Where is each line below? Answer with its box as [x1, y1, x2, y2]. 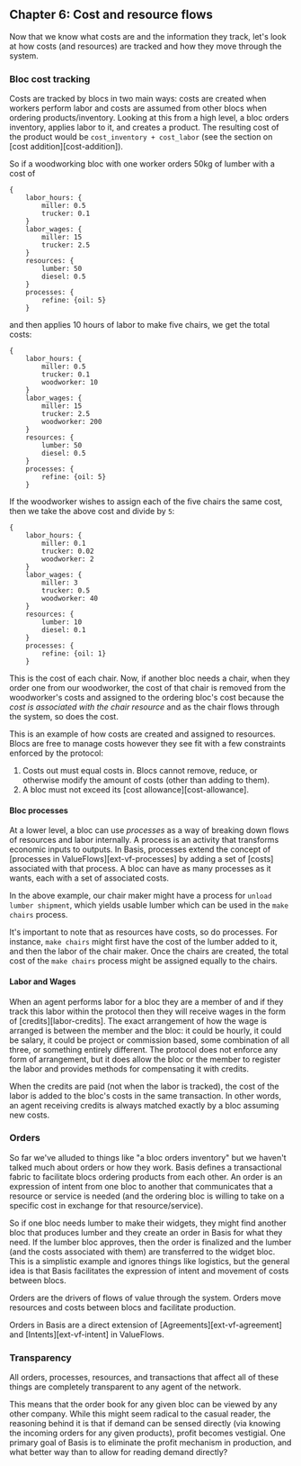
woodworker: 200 [41, 418, 102, 427]
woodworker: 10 [41, 378, 99, 387]
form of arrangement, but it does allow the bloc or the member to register [9, 1054, 281, 1064]
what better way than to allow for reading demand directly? [9, 1447, 228, 1458]
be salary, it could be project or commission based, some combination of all [9, 1035, 290, 1045]
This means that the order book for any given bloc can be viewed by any [9, 1399, 278, 1410]
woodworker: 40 [41, 594, 99, 603]
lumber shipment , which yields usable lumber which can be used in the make [9, 900, 289, 910]
